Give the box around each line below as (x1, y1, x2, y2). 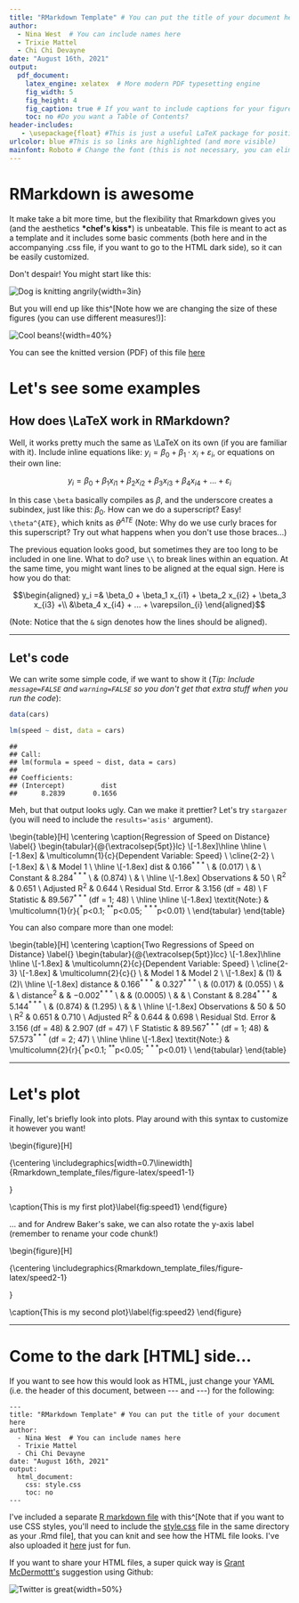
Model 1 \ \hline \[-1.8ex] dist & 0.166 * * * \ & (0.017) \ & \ (59, 860, 262, 872)
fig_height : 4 (25, 95, 77, 105)
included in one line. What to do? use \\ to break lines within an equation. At (9, 553, 288, 564)
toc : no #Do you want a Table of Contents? (25, 112, 190, 121)
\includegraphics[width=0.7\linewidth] (52, 1157, 193, 1168)
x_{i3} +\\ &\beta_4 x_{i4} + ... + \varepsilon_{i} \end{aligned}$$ (33, 598, 266, 610)
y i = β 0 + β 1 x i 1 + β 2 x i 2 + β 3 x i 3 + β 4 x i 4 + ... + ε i (68, 476, 231, 488)
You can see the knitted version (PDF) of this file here (9, 346, 206, 357)
